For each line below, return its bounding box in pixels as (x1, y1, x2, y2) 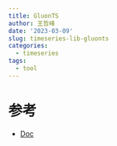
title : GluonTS (8, 11, 59, 20)
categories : (8, 42, 48, 50)
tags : (8, 57, 26, 65)
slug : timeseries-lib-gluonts (8, 34, 110, 43)
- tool (15, 65, 38, 73)
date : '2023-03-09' (8, 27, 74, 35)
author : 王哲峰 (8, 19, 55, 27)
